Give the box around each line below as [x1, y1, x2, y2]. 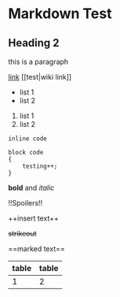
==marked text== [8, 244, 65, 253]
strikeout [8, 229, 37, 238]
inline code [8, 135, 47, 143]
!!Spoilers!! [8, 199, 43, 207]
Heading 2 [8, 36, 60, 50]
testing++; [22, 162, 58, 170]
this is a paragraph [8, 57, 69, 66]
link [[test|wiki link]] [8, 72, 72, 81]
